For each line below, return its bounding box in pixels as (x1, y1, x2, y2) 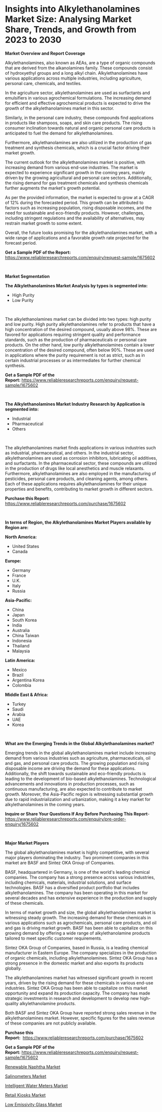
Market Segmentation (5, 273, 50, 279)
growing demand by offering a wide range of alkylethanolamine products (5, 930, 150, 936)
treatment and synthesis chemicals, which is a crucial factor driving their (5, 145, 150, 150)
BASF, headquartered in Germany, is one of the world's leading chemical (5, 869, 150, 875)
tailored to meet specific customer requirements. (5, 935, 103, 941)
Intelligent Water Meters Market (5, 1082, 68, 1088)
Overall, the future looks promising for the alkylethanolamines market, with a (5, 230, 157, 235)
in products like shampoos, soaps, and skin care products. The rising (5, 120, 143, 126)
